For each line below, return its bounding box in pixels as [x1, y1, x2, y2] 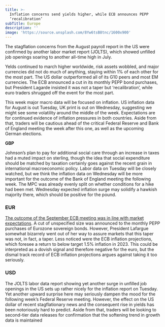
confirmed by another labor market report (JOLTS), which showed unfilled [5, 49, 155, 55]
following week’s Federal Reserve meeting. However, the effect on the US [5, 296, 154, 302]
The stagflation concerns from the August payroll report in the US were [5, 44, 150, 49]
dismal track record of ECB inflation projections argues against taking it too [5, 252, 158, 258]
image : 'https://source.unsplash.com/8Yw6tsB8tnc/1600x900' [5, 30, 132, 35]
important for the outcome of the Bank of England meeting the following [5, 176, 151, 182]
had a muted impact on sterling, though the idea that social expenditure [5, 155, 150, 161]
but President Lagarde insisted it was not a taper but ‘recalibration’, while [5, 85, 153, 90]
